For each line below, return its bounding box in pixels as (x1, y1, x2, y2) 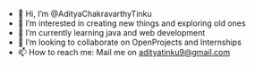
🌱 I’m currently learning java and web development (17, 28, 206, 37)
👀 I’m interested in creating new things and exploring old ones (17, 18, 246, 29)
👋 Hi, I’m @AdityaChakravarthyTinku (17, 9, 152, 19)
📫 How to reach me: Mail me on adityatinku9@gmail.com (17, 47, 231, 57)
